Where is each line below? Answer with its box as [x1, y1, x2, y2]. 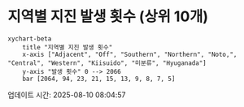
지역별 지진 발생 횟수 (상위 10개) [7, 7, 209, 26]
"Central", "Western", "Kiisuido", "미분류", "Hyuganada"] [7, 58, 207, 67]
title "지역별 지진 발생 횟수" [22, 43, 113, 51]
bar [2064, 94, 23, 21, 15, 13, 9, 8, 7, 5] [22, 75, 176, 83]
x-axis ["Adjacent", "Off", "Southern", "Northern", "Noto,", [22, 50, 237, 58]
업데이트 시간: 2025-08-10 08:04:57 [7, 90, 126, 100]
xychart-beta [7, 34, 52, 43]
